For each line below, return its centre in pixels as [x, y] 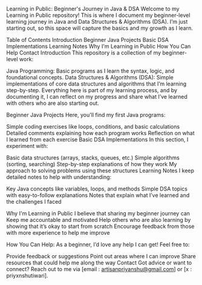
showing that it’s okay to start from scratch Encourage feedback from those [100, 226]
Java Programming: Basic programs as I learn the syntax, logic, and [90, 71]
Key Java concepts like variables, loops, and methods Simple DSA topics [97, 189]
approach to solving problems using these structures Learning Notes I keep [100, 170]
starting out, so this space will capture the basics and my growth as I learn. [100, 28]
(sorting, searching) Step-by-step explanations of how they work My [92, 164]
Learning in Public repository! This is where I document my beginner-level [98, 15]
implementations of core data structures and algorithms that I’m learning [96, 84]
